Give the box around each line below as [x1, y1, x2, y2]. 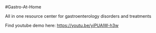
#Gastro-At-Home [5, 4, 42, 10]
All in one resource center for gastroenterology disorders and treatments [5, 13, 152, 19]
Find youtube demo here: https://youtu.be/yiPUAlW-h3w [5, 22, 119, 28]
